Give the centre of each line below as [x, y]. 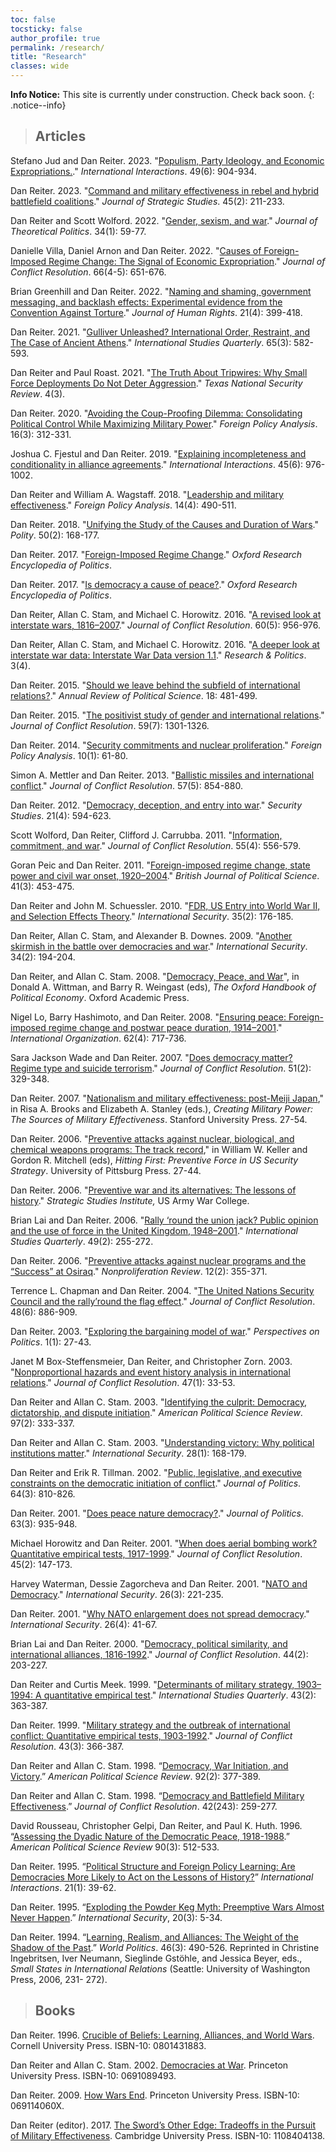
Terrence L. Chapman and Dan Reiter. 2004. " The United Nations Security [162, 1290]
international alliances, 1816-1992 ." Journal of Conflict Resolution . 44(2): [159, 1654]
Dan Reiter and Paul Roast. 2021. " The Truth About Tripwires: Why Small [159, 372]
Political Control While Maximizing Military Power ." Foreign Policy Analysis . [164, 423]
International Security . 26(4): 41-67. [84, 1624]
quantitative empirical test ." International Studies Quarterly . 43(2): [180, 1695]
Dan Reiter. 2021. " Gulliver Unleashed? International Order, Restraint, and [160, 332]
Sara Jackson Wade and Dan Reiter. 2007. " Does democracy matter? [151, 1057]
